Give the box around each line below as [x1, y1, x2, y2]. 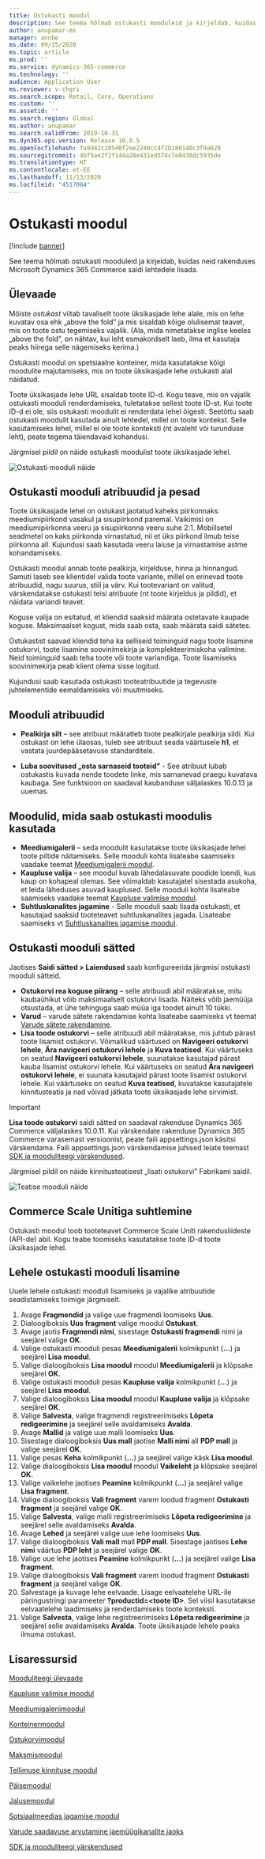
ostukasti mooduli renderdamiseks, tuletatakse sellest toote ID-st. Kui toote [9, 398, 253, 407]
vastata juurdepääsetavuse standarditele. [20, 746, 155, 755]
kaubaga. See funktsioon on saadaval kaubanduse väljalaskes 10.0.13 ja [20, 778, 253, 788]
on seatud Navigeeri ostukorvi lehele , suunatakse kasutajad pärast [20, 1053, 241, 1062]
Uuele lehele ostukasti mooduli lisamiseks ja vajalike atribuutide [9, 1286, 215, 1296]
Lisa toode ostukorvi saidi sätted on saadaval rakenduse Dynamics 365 [9, 1117, 243, 1127]
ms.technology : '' [9, 70, 69, 78]
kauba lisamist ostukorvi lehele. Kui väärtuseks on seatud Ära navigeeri [20, 1062, 255, 1071]
